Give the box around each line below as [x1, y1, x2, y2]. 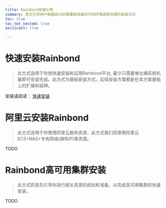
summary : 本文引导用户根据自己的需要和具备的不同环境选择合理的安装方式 [5, 12, 136, 17]
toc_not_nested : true [5, 21, 50, 26]
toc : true [5, 16, 26, 21]
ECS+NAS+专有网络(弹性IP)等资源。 [17, 136, 92, 142]
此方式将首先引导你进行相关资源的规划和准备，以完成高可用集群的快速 [17, 182, 161, 188]
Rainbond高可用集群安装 [5, 164, 107, 176]
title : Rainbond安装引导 [5, 7, 54, 12]
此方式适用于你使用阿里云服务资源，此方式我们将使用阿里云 [17, 130, 139, 135]
